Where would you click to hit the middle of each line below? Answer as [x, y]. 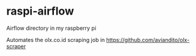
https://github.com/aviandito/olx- [148, 40]
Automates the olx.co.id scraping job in [56, 40]
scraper [16, 46]
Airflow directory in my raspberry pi [51, 28]
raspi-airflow [40, 11]
